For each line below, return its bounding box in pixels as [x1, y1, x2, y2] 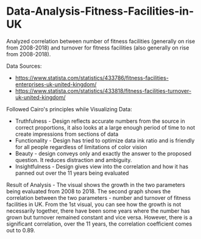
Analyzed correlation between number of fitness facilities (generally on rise [6, 37, 196, 45]
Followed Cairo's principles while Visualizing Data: [6, 105, 133, 112]
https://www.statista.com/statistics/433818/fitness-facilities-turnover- [15, 87, 192, 94]
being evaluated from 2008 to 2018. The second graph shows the [6, 188, 171, 195]
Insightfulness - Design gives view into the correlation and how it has [15, 163, 189, 170]
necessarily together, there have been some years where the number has [6, 207, 190, 215]
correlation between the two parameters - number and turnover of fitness [6, 194, 191, 201]
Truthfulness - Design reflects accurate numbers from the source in [15, 117, 185, 125]
